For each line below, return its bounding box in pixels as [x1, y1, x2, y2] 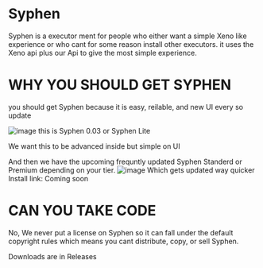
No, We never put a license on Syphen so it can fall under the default [8, 227, 234, 237]
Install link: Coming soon [8, 173, 89, 183]
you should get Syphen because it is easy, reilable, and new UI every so [8, 102, 244, 111]
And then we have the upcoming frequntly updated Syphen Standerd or [8, 157, 242, 166]
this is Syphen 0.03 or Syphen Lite [38, 126, 151, 135]
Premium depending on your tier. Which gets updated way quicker [8, 165, 256, 175]
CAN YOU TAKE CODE [8, 202, 157, 219]
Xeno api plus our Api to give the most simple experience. [8, 48, 197, 57]
